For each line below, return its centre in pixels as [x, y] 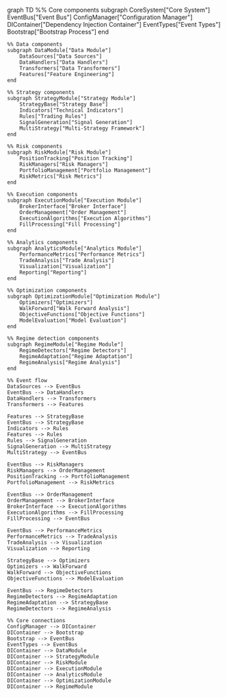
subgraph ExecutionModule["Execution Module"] [75, 200]
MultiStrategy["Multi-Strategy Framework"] [82, 128]
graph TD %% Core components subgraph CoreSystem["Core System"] [109, 10]
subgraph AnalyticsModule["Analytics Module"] [75, 248]
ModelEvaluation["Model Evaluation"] [73, 320]
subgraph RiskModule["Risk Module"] [59, 152]
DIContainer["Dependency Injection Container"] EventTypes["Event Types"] [114, 24]
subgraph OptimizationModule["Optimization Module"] [84, 296]
